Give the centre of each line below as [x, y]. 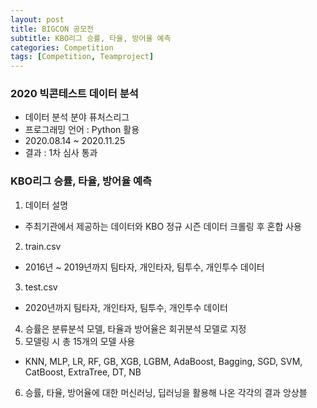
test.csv [41, 287]
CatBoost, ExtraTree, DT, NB [83, 372]
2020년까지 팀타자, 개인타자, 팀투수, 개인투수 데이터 [126, 307]
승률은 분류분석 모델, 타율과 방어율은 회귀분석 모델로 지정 [135, 328]
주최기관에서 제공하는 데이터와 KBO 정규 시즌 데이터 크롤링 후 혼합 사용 [163, 226]
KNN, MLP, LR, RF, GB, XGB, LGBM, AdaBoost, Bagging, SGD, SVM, [163, 361]
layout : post [37, 19]
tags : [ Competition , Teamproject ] [82, 57]
